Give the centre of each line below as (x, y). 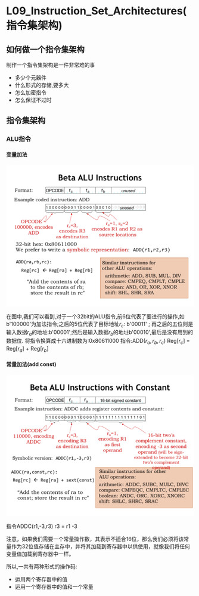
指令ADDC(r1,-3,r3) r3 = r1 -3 (42, 526)
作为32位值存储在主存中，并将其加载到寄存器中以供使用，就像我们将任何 (101, 546)
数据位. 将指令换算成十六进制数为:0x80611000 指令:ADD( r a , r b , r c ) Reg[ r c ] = (98, 342)
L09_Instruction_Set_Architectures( (97, 11)
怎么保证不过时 (33, 100)
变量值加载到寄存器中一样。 (40, 554)
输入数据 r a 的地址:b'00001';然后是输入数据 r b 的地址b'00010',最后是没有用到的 (100, 333)
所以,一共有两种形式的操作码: (42, 566)
